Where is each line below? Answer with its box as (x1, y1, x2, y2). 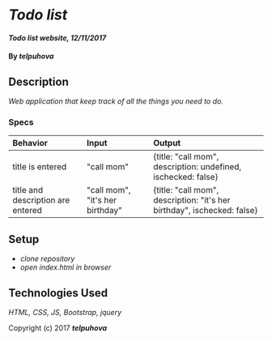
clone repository (19, 254, 75, 264)
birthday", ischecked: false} (153, 205, 258, 216)
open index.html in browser (19, 262, 112, 272)
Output (153, 138, 181, 149)
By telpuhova (8, 51, 54, 62)
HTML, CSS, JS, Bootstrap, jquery (8, 308, 122, 318)
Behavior (12, 138, 49, 149)
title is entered (12, 161, 67, 173)
